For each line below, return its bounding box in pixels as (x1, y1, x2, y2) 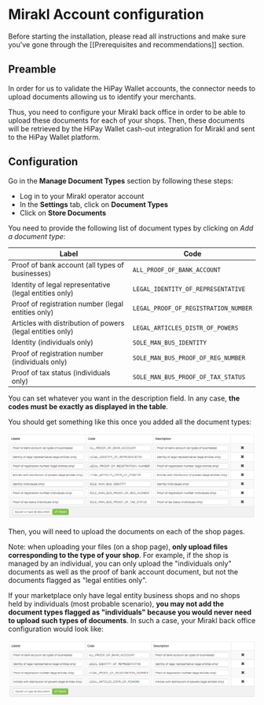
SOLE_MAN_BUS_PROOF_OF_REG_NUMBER (132, 354, 246, 363)
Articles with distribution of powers (11, 319, 125, 328)
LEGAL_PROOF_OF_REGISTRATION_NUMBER (132, 305, 253, 312)
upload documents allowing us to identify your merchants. (8, 92, 196, 102)
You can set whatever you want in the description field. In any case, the (8, 393, 240, 403)
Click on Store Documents (19, 208, 107, 217)
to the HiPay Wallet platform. (8, 132, 101, 142)
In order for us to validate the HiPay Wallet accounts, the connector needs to (8, 83, 256, 93)
